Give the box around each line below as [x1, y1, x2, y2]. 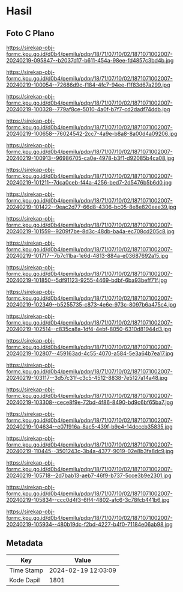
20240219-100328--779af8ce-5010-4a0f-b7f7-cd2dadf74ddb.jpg [6, 106, 170, 112]
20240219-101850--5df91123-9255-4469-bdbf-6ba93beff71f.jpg [6, 276, 167, 284]
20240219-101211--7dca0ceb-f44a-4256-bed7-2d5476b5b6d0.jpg [6, 179, 172, 186]
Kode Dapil [9, 576, 40, 584]
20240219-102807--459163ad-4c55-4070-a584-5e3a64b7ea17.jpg [6, 350, 174, 357]
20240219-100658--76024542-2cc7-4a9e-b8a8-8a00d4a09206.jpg [6, 130, 178, 137]
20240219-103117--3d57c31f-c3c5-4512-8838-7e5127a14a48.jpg [6, 374, 168, 381]
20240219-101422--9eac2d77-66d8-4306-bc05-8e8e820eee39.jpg [6, 203, 177, 210]
